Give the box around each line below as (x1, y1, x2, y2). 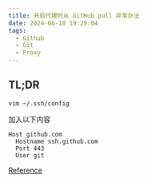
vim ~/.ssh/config (8, 99, 70, 108)
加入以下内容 (8, 114, 50, 124)
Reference (8, 165, 42, 175)
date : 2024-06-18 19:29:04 (8, 19, 98, 27)
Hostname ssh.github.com (15, 137, 98, 145)
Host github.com (8, 130, 62, 138)
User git (15, 151, 45, 160)
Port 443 (15, 144, 45, 152)
